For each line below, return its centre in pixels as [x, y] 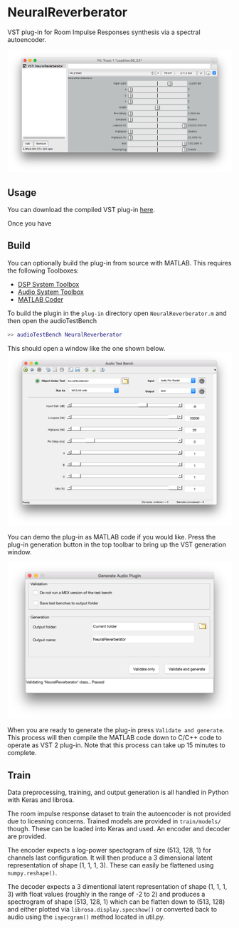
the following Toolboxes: [43, 270]
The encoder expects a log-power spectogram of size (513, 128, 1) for [110, 850]
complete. [22, 753]
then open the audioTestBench [52, 320]
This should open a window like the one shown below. [86, 348]
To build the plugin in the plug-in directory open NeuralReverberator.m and [117, 313]
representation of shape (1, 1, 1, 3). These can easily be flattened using [111, 865]
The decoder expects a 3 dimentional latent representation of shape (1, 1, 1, [117, 887]
